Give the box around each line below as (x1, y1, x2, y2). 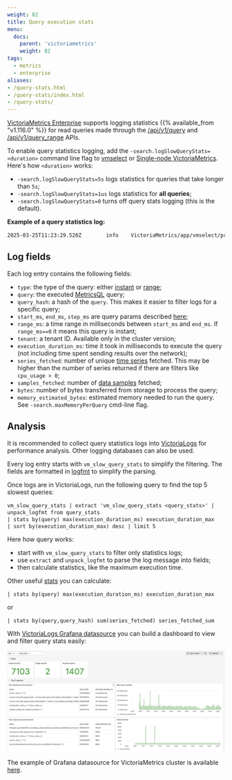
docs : (13, 33, 30, 40)
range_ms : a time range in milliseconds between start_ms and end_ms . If (17, 319, 218, 328)
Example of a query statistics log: (7, 218, 106, 226)
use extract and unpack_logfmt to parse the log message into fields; (17, 556, 211, 564)
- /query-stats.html (7, 84, 67, 91)
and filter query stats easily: (7, 637, 86, 645)
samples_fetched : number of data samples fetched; (17, 378, 162, 387)
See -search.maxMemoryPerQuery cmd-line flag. (17, 400, 149, 408)
